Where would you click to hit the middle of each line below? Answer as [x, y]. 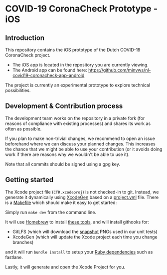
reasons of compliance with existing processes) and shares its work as [78, 123]
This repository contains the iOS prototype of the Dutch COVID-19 [73, 50]
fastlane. [14, 257]
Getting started [29, 180]
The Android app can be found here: [50, 70]
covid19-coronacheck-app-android [48, 75]
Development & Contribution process [64, 106]
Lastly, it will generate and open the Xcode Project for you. [65, 267]
